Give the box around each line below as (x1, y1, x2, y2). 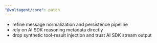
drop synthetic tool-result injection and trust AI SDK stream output (12, 32, 152, 38)
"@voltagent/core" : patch (5, 7, 60, 13)
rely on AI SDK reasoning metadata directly (12, 26, 103, 33)
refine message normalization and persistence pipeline (12, 21, 128, 27)
